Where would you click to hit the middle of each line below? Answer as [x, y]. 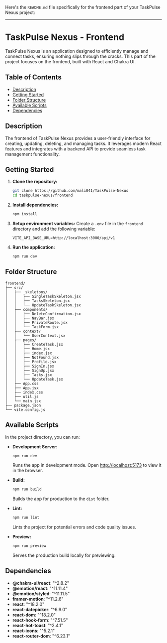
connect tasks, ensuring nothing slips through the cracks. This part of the [80, 56]
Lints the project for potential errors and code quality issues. [74, 527]
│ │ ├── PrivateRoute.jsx [37, 322]
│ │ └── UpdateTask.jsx [34, 379]
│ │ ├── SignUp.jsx [30, 371]
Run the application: [34, 247]
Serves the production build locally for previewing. [64, 555]
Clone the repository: [35, 182]
